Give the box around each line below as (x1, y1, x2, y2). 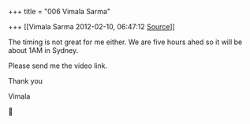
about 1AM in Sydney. (8, 46, 79, 54)
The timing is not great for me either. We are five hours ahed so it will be (8, 37, 243, 47)
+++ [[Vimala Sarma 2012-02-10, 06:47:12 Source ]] (8, 22, 175, 31)
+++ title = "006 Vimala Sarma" (8, 7, 111, 16)
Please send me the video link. (8, 61, 108, 70)
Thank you (8, 77, 43, 85)
